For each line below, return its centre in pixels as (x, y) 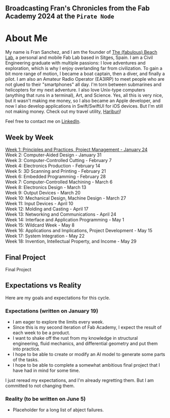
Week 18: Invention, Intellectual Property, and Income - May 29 (71, 241)
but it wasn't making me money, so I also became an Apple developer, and (83, 101)
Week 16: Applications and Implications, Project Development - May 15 (79, 231)
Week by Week (29, 137)
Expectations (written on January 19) (52, 311)
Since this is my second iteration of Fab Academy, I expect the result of (87, 328)
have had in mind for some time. (46, 371)
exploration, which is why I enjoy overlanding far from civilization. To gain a (84, 69)
